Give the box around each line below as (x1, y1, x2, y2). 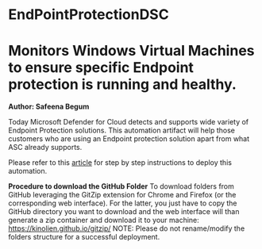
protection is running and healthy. (8, 75, 237, 94)
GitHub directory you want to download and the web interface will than (8, 207, 240, 216)
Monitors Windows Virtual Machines (8, 42, 256, 60)
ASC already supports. (8, 143, 83, 152)
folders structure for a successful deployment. (8, 232, 160, 242)
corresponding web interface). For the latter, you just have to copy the (8, 198, 237, 208)
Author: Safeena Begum (8, 102, 90, 112)
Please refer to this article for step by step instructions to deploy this (8, 158, 233, 167)
